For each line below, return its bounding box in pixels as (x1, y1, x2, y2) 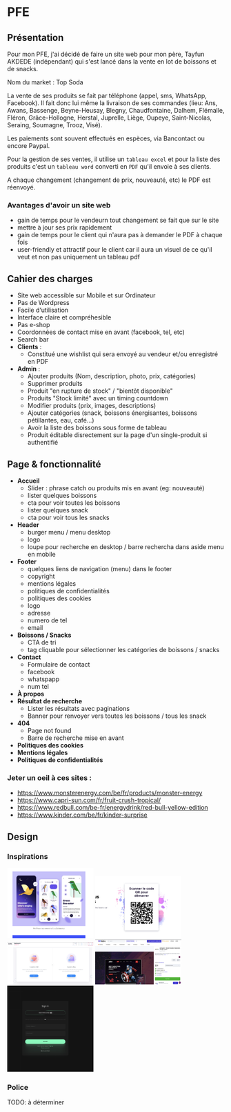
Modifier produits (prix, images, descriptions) (27, 402, 157, 410)
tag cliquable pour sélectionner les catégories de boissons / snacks (27, 645, 220, 654)
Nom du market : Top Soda (7, 78, 84, 86)
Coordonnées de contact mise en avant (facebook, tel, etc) (17, 328, 185, 336)
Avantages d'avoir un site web (7, 200, 111, 210)
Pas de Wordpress (17, 299, 70, 307)
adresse (27, 609, 51, 617)
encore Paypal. (7, 142, 50, 149)
